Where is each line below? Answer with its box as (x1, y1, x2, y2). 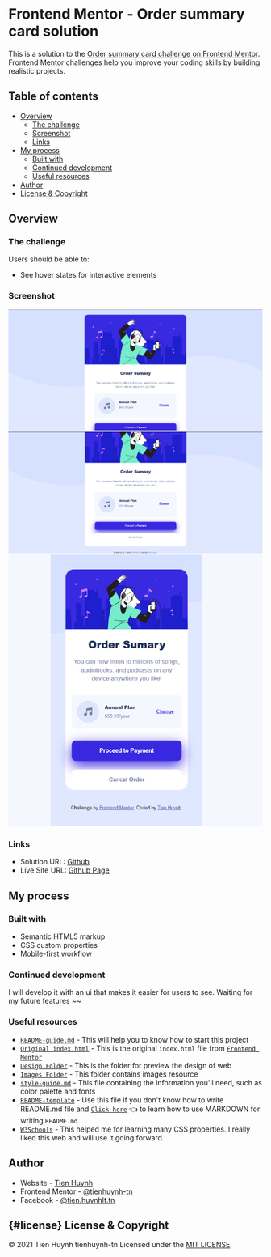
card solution (8, 22, 99, 40)
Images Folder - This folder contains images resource (19, 1069, 198, 1079)
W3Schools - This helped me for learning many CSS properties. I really (19, 1124, 251, 1134)
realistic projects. (8, 66, 66, 75)
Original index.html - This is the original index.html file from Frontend (19, 1043, 256, 1053)
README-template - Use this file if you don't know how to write (19, 1094, 224, 1105)
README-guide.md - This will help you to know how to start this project (19, 1034, 249, 1044)
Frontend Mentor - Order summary (8, 5, 245, 23)
